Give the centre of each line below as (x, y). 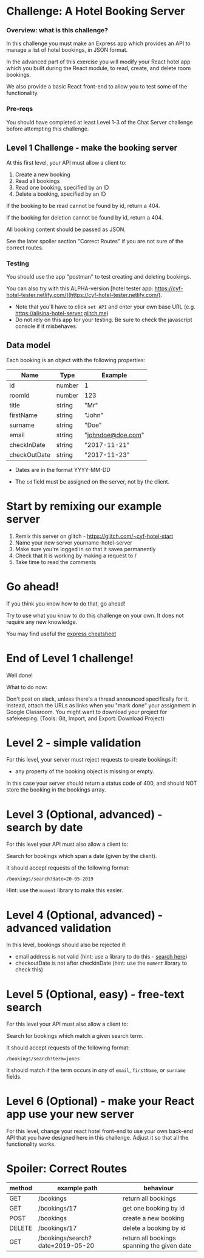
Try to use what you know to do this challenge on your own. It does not (95, 615)
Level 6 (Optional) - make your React (100, 1101)
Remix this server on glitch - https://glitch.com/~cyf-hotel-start (94, 536)
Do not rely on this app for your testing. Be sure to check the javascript (104, 320)
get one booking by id (154, 1209)
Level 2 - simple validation (74, 743)
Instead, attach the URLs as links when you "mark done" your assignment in (101, 705)
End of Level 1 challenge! (70, 658)
